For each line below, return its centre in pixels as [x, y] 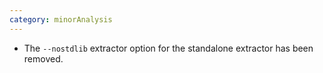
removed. [43, 58]
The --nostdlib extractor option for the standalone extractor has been [168, 48]
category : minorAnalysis [61, 19]
